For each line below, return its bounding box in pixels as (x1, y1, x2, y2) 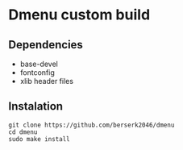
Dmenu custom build (8, 6, 151, 24)
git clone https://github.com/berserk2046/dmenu (8, 121, 175, 129)
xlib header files (19, 77, 74, 85)
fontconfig (19, 68, 55, 77)
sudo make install (8, 135, 70, 143)
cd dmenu (8, 127, 38, 136)
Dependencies (8, 38, 83, 52)
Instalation (8, 99, 63, 114)
